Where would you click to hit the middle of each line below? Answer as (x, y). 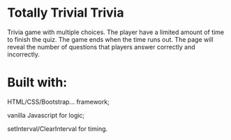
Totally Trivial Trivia (66, 13)
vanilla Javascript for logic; (46, 115)
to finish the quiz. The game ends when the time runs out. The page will (111, 39)
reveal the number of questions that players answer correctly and (101, 47)
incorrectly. (24, 54)
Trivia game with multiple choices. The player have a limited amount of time (116, 32)
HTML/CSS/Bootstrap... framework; (58, 102)
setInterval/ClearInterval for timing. (58, 129)
